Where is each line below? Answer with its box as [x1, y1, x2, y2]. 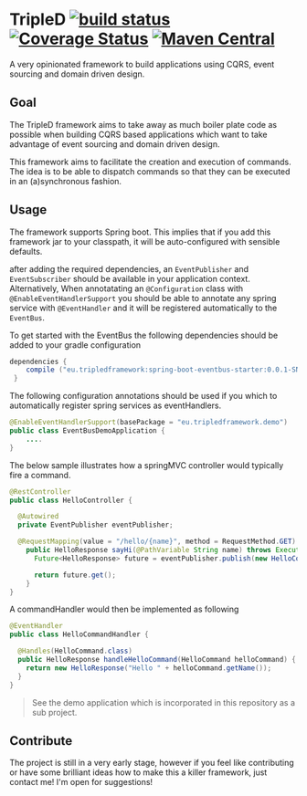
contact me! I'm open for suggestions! [9, 777, 153, 788]
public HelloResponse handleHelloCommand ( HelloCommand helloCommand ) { [17, 655, 297, 665]
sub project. [31, 707, 78, 717]
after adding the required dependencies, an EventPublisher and [9, 263, 249, 274]
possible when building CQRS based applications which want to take [9, 129, 268, 140]
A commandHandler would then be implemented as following [9, 603, 239, 615]
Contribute [9, 733, 73, 749]
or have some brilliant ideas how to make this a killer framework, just [9, 767, 268, 778]
